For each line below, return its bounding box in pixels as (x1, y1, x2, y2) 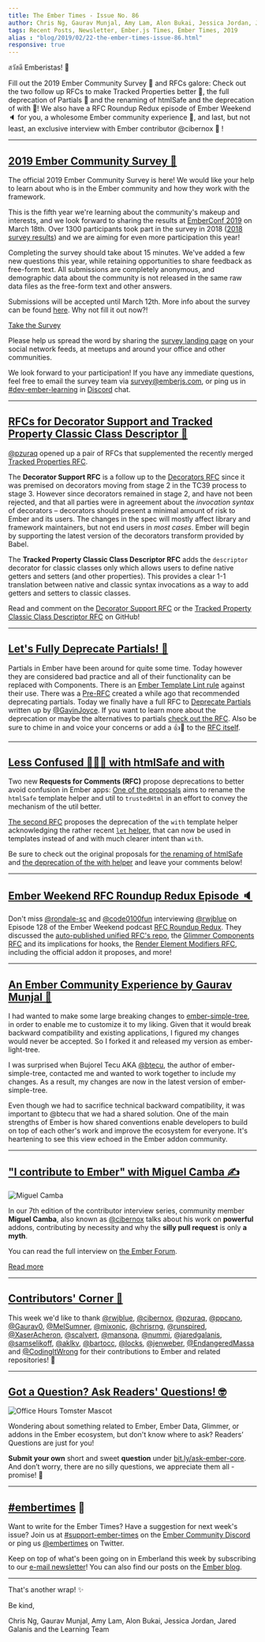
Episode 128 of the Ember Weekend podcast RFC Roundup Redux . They (8, 923, 242, 932)
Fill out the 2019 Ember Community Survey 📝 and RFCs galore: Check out (8, 78, 247, 88)
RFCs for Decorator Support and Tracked (8, 415, 213, 428)
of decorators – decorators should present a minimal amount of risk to (8, 505, 236, 515)
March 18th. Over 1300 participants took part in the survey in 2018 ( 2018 (8, 224, 243, 233)
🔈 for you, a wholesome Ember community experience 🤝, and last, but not (8, 112, 251, 123)
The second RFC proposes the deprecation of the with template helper (8, 817, 238, 827)
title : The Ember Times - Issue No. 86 (8, 11, 140, 20)
